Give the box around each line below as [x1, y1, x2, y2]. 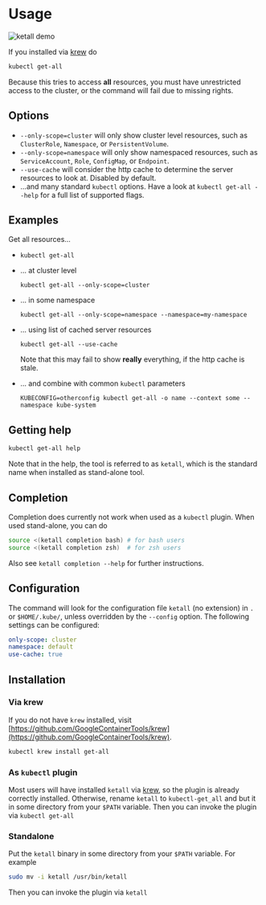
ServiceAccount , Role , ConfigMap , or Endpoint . [19, 156, 170, 166]
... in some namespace [19, 295, 96, 305]
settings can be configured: [8, 620, 100, 629]
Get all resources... [8, 235, 71, 244]
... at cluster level [19, 266, 77, 276]
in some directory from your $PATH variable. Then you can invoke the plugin [8, 801, 257, 812]
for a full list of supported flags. [39, 190, 145, 199]
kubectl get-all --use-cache [19, 341, 118, 349]
